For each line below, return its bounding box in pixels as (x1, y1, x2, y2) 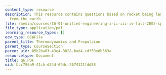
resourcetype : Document (5, 53, 54, 58)
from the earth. (9, 16, 43, 21)
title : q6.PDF (5, 58, 35, 63)
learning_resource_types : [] (5, 30, 65, 35)
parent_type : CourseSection (5, 44, 63, 49)
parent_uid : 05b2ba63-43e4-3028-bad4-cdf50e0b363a (5, 48, 112, 53)
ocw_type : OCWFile (5, 35, 43, 40)
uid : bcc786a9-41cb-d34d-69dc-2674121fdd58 (5, 62, 96, 67)
